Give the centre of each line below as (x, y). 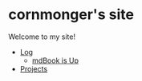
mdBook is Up (55, 60)
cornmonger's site (71, 15)
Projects (34, 68)
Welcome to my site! (42, 37)
